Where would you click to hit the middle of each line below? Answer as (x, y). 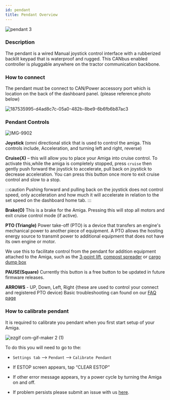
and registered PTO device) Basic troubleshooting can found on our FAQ (81, 293)
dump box (16, 262)
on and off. (24, 382)
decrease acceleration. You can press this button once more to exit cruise (82, 174)
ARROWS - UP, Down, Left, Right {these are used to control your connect (82, 287)
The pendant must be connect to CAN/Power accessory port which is (78, 88)
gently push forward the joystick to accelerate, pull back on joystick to (79, 169)
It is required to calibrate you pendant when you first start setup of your (80, 322)
